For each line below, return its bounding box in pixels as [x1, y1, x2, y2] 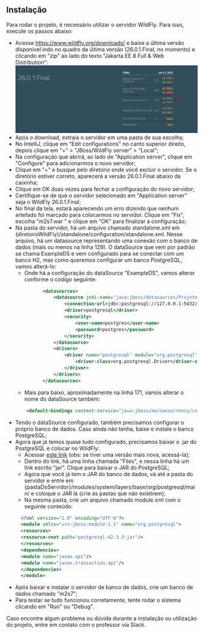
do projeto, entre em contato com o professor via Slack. [6, 621, 146, 629]
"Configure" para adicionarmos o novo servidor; [15, 159, 136, 166]
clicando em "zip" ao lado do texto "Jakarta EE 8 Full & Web [15, 52, 165, 60]
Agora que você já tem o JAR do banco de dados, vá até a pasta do [24, 470, 193, 477]
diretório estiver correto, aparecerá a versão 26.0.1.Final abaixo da [15, 172, 181, 180]
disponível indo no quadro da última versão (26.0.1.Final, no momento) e [15, 46, 195, 53]
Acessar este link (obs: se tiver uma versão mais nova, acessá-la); [24, 451, 190, 458]
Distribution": [15, 58, 49, 66]
